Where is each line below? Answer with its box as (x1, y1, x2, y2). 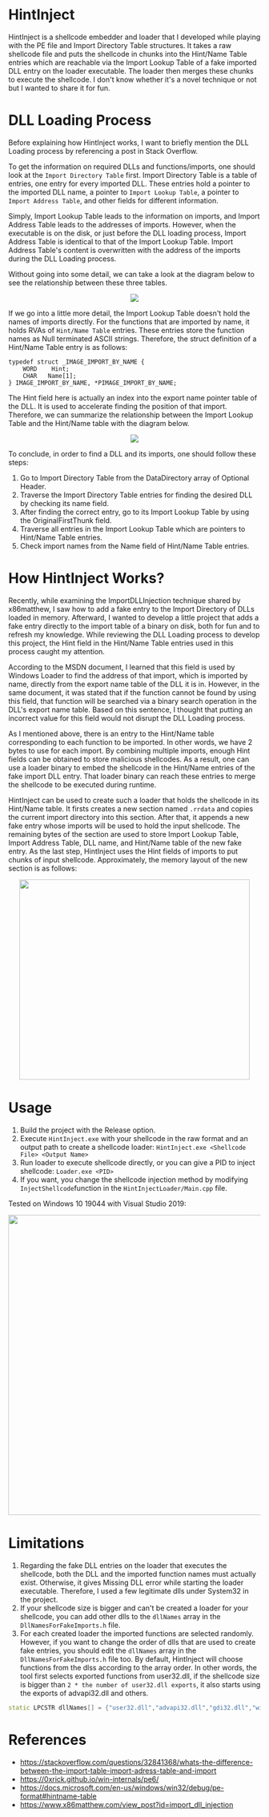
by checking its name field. (19, 498, 110, 508)
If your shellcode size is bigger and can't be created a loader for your (19, 1603, 249, 1613)
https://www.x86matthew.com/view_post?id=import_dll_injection (19, 1799, 234, 1809)
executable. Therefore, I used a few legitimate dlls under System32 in (19, 1586, 250, 1595)
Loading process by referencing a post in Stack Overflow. (8, 146, 199, 155)
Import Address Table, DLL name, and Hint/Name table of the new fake (8, 838, 243, 847)
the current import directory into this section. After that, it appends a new (8, 812, 250, 822)
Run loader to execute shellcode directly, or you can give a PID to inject (19, 1157, 255, 1167)
